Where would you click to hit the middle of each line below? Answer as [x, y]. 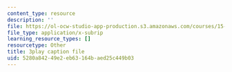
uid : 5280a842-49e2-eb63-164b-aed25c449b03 [71, 58]
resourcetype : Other [37, 45]
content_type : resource [41, 13]
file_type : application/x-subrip [55, 33]
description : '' [30, 20]
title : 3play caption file [46, 52]
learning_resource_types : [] [49, 39]
